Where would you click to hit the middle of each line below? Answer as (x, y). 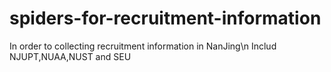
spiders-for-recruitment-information (165, 18)
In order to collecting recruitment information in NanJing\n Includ (143, 46)
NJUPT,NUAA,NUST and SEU (70, 56)
